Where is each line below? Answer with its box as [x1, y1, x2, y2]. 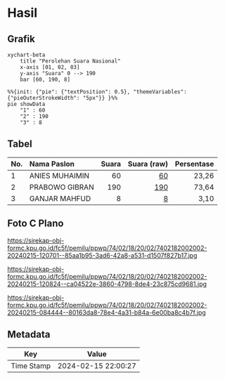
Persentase [174, 159, 214, 169]
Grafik [7, 33, 35, 45]
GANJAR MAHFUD [29, 193, 91, 203]
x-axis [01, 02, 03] [20, 64, 80, 71]
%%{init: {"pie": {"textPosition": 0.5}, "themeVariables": [7, 89, 188, 96]
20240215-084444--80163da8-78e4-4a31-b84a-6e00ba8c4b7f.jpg [7, 308, 206, 317]
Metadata [7, 329, 51, 341]
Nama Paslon [29, 159, 75, 169]
